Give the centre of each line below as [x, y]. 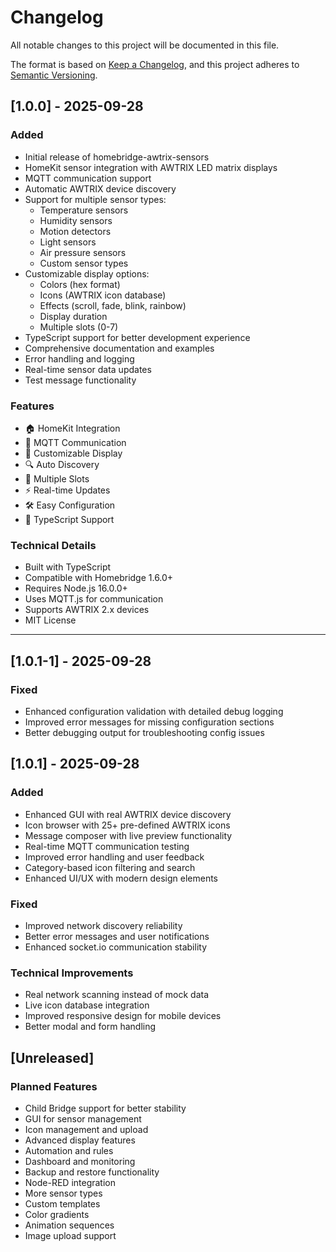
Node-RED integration [70, 1182]
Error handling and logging [79, 358]
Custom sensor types [84, 263]
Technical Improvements [72, 973]
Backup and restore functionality [92, 1172]
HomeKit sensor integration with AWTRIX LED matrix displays [151, 167]
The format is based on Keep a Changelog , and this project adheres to [155, 64]
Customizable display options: [87, 273]
